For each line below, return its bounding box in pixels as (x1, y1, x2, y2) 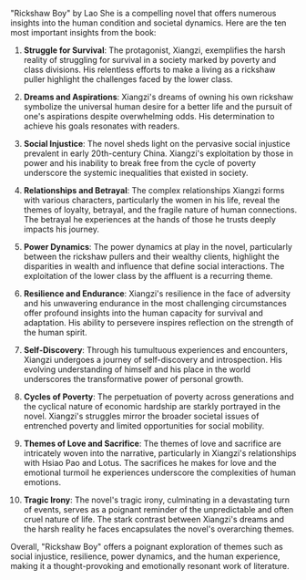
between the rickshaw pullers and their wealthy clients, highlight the (23, 251, 280, 262)
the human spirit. (23, 327, 87, 337)
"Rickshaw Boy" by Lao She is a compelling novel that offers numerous (10, 8, 277, 18)
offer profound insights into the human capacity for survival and (23, 307, 263, 318)
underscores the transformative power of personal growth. (23, 374, 244, 384)
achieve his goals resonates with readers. (23, 120, 180, 131)
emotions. (23, 477, 62, 487)
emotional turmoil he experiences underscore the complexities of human (23, 467, 297, 478)
